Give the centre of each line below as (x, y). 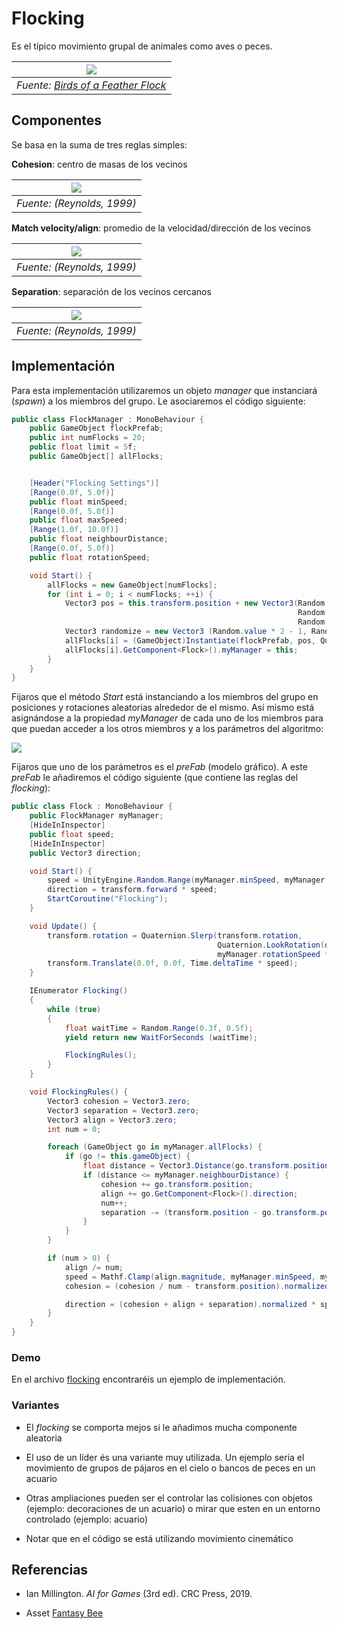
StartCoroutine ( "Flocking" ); (108, 899)
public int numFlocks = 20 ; (87, 438)
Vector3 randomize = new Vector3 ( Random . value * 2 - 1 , (186, 632)
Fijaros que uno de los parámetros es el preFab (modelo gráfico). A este (159, 767)
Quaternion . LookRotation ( (271, 945)
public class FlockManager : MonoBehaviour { (107, 419)
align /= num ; (94, 1267)
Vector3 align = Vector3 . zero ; (112, 1120)
